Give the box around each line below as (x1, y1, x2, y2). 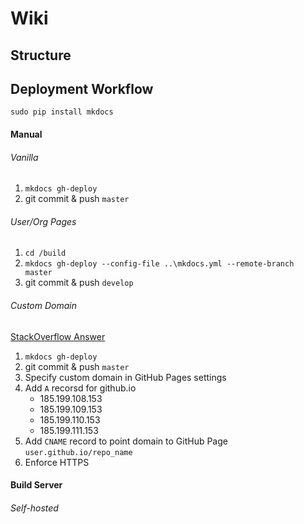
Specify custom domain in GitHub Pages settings (24, 371, 227, 383)
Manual (10, 128, 43, 140)
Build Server (10, 479, 63, 491)
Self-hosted (10, 502, 59, 514)
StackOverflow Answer (10, 330, 106, 342)
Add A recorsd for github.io (24, 382, 137, 394)
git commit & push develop (24, 277, 134, 289)
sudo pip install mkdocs (10, 107, 114, 117)
